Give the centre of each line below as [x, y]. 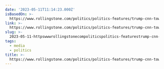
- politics [20, 50]
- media [17, 46]
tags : [10, 41]
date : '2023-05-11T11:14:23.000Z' [40, 9]
